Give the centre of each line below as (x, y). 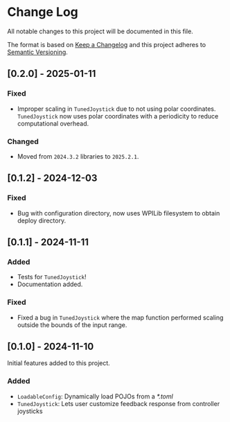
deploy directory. (42, 220)
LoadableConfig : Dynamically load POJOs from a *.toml (95, 396)
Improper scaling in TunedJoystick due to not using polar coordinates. (116, 109)
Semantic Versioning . (37, 52)
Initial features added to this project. (59, 363)
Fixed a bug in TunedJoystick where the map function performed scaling (120, 317)
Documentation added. (50, 284)
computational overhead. (53, 123)
